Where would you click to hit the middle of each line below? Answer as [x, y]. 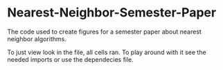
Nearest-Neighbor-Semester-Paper [112, 13]
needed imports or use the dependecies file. [70, 59]
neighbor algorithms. [37, 38]
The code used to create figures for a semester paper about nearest [105, 32]
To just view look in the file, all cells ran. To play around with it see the [107, 52]
